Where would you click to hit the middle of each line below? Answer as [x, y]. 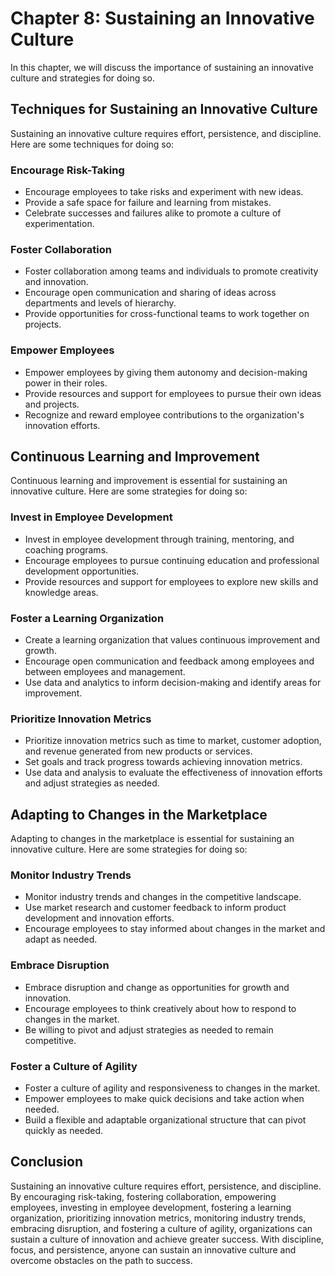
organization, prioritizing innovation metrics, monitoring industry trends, [158, 1218]
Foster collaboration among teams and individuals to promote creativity [171, 271]
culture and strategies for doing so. [83, 78]
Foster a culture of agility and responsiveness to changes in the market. [172, 1088]
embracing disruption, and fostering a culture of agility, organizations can [161, 1228]
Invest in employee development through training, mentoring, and [159, 539]
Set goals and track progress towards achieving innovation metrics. [163, 762]
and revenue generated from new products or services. [138, 751]
